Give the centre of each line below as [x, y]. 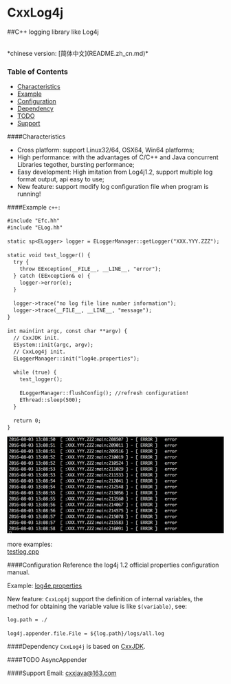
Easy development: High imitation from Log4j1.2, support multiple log [115, 172]
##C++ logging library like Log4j [53, 32]
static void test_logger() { [49, 255]
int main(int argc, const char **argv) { [67, 331]
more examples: [30, 544]
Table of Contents [38, 72]
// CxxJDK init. [36, 338]
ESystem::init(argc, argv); [54, 345]
